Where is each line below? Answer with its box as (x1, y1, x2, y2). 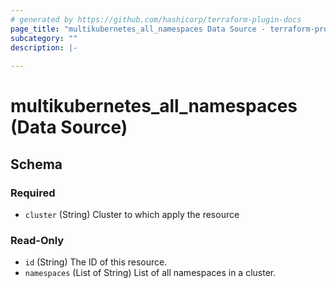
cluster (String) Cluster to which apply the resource (24, 209, 240, 220)
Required (10, 186, 56, 200)
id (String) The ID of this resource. (24, 256, 168, 268)
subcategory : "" (10, 33, 78, 43)
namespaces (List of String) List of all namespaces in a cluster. (24, 267, 277, 279)
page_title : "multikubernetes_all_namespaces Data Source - (10, 24, 267, 34)
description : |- (10, 42, 78, 53)
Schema (10, 156, 63, 173)
